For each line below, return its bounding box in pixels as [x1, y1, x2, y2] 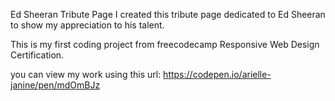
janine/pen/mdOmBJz [10, 79, 101, 91]
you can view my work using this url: [10, 69, 162, 80]
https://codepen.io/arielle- [163, 69, 272, 80]
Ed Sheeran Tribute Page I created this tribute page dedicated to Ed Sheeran [10, 9, 326, 20]
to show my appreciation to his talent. [10, 19, 165, 31]
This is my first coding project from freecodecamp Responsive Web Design [10, 39, 320, 50]
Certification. [10, 49, 65, 61]
